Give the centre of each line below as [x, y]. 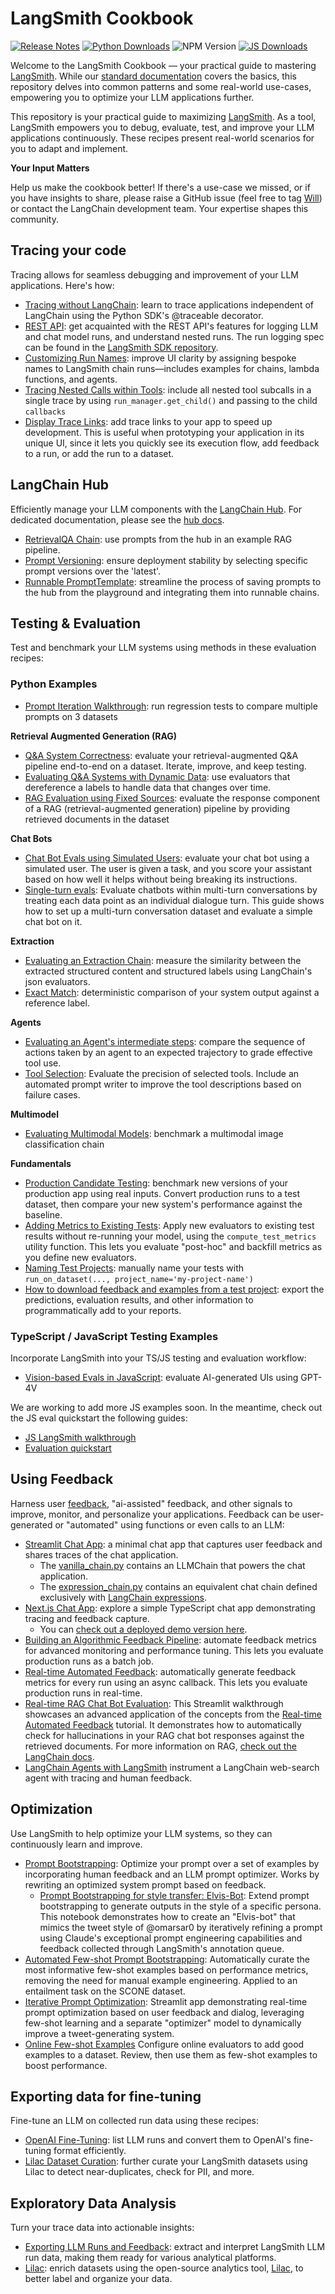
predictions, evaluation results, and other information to [139, 1299]
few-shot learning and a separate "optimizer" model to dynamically [163, 2023]
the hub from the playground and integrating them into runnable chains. [172, 592]
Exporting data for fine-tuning [106, 2096]
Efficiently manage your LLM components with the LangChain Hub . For [156, 509]
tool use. [43, 1063]
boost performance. [66, 2065]
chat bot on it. [53, 921]
